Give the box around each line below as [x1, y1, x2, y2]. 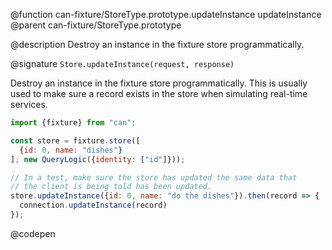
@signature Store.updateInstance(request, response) [10, 58, 235, 69]
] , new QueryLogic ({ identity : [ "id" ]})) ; [10, 154, 186, 164]
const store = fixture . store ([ [10, 135, 141, 146]
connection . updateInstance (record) [19, 200, 168, 211]
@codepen [10, 227, 56, 239]
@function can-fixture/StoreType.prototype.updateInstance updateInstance [10, 9, 322, 20]
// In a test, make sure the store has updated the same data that [10, 172, 298, 183]
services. [10, 99, 48, 110]
